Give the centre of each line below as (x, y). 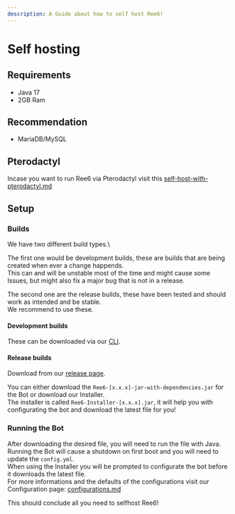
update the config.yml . (41, 459)
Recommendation (47, 122)
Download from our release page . (56, 373)
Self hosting (44, 49)
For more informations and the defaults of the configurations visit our (108, 481)
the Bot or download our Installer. (56, 395)
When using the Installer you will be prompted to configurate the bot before (117, 466)
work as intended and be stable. (54, 302)
